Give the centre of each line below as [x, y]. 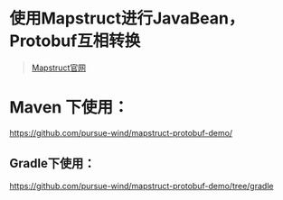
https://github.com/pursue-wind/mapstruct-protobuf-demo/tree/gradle [141, 186]
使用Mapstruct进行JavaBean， [127, 18]
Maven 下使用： [69, 108]
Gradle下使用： [52, 164]
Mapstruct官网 [58, 68]
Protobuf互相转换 [75, 41]
